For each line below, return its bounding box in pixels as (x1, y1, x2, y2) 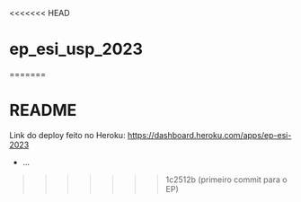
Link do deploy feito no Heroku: (9, 129, 126, 140)
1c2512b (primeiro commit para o (165, 174, 288, 185)
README (9, 101, 77, 120)
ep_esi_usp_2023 (9, 40, 144, 59)
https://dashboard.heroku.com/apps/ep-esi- (127, 129, 292, 140)
